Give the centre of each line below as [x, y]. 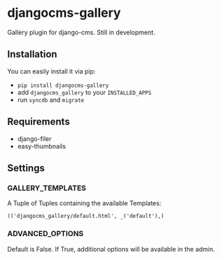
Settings [26, 168]
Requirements [39, 122]
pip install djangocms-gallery [63, 85]
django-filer [34, 139]
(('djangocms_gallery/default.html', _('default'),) [86, 216]
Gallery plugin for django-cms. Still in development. [81, 32]
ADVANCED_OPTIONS [46, 234]
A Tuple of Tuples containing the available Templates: [84, 203]
